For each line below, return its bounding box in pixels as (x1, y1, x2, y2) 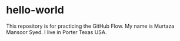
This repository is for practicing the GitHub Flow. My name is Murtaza (6, 23, 175, 29)
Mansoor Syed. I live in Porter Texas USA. (6, 28, 107, 35)
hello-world (6, 3, 65, 17)
